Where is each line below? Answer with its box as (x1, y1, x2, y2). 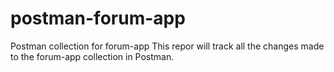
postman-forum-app (10, 7, 186, 30)
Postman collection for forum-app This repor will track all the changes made (10, 40, 325, 52)
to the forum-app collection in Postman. (10, 50, 175, 62)
